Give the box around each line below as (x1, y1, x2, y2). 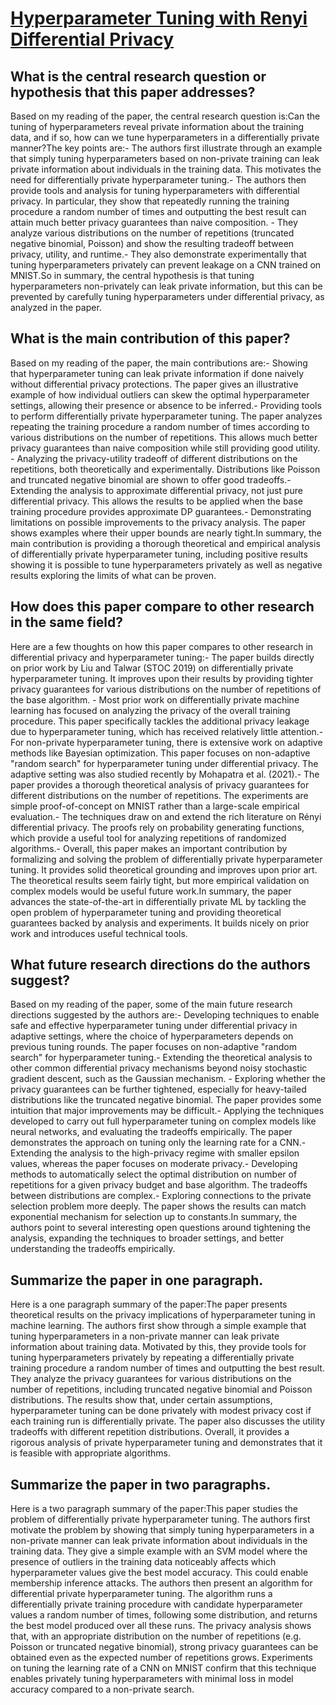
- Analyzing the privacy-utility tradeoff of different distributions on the (10, 452, 298, 464)
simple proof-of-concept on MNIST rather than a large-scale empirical (10, 800, 300, 812)
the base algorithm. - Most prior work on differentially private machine (10, 693, 300, 706)
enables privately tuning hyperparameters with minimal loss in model (10, 1673, 294, 1685)
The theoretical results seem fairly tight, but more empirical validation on (10, 874, 310, 886)
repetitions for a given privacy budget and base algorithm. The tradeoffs (10, 1179, 308, 1191)
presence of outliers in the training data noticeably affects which (10, 1556, 277, 1568)
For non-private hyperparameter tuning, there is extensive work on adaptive (10, 736, 323, 748)
